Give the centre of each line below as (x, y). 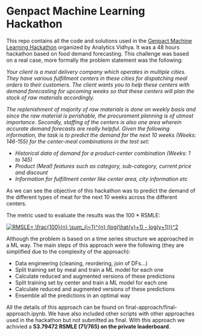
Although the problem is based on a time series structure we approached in (100, 239)
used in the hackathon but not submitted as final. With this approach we (96, 320)
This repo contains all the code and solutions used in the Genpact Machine (99, 41)
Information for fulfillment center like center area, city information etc (101, 179)
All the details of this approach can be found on (65, 307)
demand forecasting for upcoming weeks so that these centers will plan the (100, 91)
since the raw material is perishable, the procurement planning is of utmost (100, 116)
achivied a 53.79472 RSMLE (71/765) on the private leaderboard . (88, 326)
